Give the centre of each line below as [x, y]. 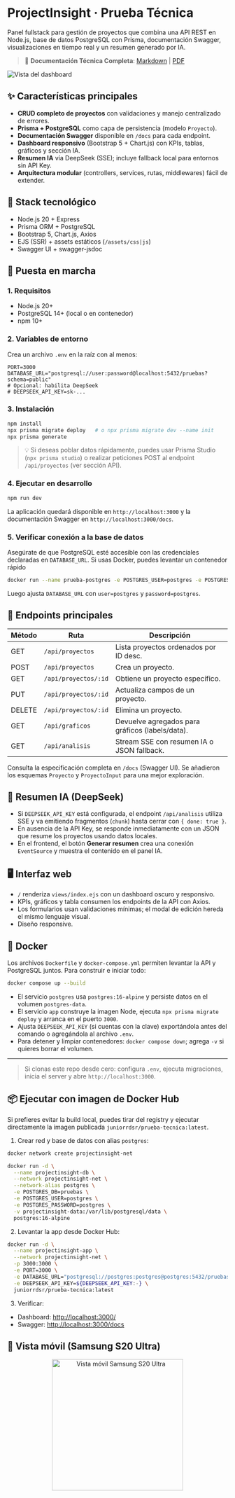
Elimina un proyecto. [149, 710]
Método [24, 635]
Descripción [170, 635]
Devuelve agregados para [158, 721]
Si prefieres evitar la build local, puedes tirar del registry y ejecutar [103, 1119]
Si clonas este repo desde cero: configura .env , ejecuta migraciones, [124, 1069]
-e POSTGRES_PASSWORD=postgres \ [62, 1205]
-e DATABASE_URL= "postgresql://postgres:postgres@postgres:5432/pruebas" [123, 1277]
